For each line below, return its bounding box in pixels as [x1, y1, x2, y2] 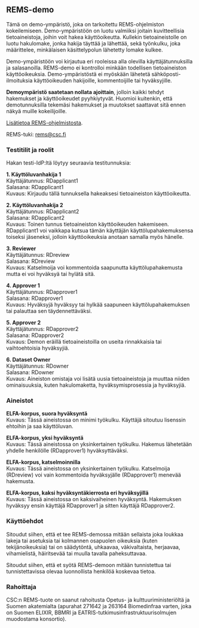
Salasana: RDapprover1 [6, 295, 63, 302]
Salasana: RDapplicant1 [6, 184, 64, 191]
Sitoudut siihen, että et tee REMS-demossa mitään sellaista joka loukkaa [6, 530, 183, 538]
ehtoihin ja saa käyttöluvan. [6, 423, 74, 430]
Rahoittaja [6, 583, 37, 591]
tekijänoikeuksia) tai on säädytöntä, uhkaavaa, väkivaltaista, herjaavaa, [6, 543, 180, 550]
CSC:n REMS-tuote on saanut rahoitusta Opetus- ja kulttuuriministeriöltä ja [6, 596, 190, 603]
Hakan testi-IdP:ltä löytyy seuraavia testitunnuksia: [6, 159, 131, 166]
